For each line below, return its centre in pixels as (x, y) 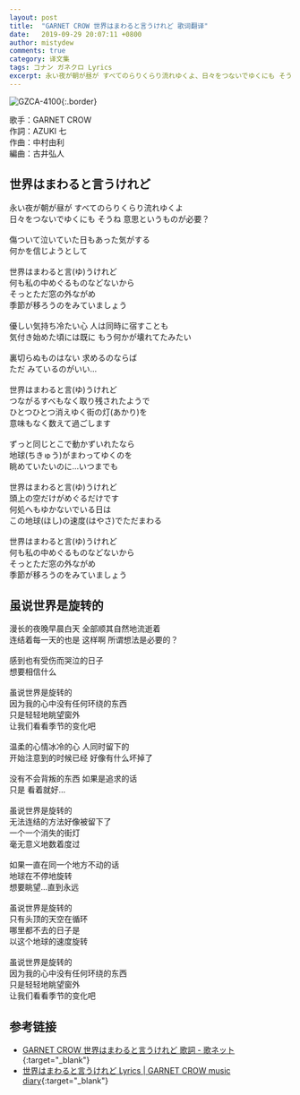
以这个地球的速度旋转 (48, 942)
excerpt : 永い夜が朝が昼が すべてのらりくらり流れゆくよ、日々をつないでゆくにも (142, 76)
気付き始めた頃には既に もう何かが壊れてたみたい (101, 337)
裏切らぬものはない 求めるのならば (73, 357)
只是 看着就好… (38, 790)
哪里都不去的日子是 (45, 930)
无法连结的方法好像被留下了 (60, 822)
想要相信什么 (33, 672)
